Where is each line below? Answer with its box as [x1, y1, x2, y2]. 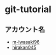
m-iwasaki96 [12, 39, 40, 45]
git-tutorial [5, 4, 51, 15]
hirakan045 [12, 44, 37, 50]
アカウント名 [5, 25, 45, 34]
